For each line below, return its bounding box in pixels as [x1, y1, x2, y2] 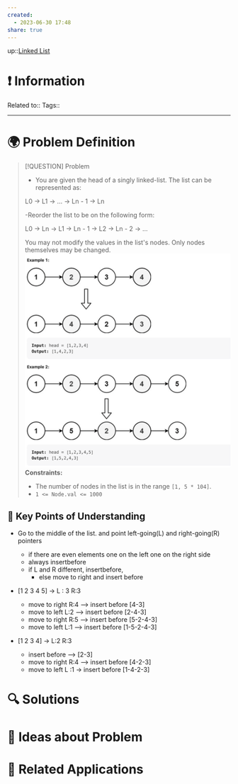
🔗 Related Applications [7, 761, 144, 777]
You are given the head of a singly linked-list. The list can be [35, 176, 212, 184]
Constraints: [24, 468, 63, 477]
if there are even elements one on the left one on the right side [28, 550, 211, 559]
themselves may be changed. [24, 246, 111, 254]
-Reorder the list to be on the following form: [24, 211, 154, 220]
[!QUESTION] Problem [24, 162, 90, 171]
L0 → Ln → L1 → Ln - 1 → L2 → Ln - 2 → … [24, 225, 148, 233]
